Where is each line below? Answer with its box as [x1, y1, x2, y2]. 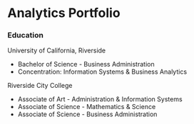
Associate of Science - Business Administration [17, 110, 158, 118]
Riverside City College [7, 81, 73, 90]
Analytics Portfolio [7, 5, 121, 21]
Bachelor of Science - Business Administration [17, 60, 155, 69]
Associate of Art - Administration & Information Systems [17, 95, 183, 103]
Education [7, 30, 44, 40]
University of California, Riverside [7, 46, 106, 55]
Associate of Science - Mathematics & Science [17, 103, 156, 111]
